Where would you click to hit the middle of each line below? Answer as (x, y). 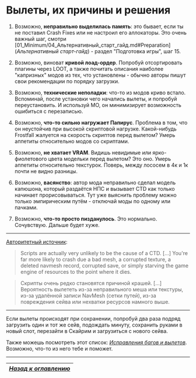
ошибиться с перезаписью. (49, 111)
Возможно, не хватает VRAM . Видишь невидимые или (83, 152)
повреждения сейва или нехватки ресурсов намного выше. (95, 301)
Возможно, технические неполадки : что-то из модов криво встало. (100, 92)
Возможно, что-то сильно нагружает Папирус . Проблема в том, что (101, 122)
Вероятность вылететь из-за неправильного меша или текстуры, (102, 289)
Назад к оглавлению (40, 368)
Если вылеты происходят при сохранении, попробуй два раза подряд (93, 318)
